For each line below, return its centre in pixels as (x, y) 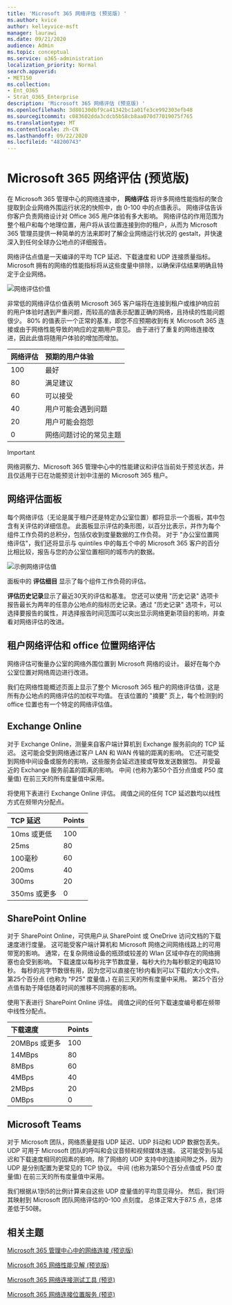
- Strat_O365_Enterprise (43, 97)
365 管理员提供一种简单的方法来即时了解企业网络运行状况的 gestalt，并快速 (115, 234)
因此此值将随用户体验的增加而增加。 (70, 338)
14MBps (25, 1055)
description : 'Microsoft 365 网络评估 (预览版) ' (76, 104)
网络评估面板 (35, 499)
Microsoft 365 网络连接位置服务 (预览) (61, 1294)
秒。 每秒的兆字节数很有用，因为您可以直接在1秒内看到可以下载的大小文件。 (115, 970)
